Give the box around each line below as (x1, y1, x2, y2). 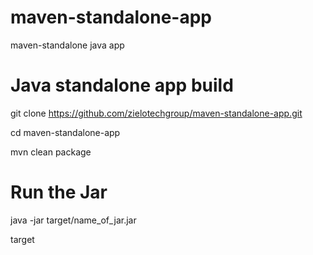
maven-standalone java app (10, 39, 125, 51)
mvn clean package (10, 146, 92, 158)
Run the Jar (10, 181, 108, 204)
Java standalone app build (10, 74, 234, 97)
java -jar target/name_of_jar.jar (10, 214, 137, 226)
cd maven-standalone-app (10, 126, 121, 138)
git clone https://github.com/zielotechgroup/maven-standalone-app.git (10, 107, 303, 119)
